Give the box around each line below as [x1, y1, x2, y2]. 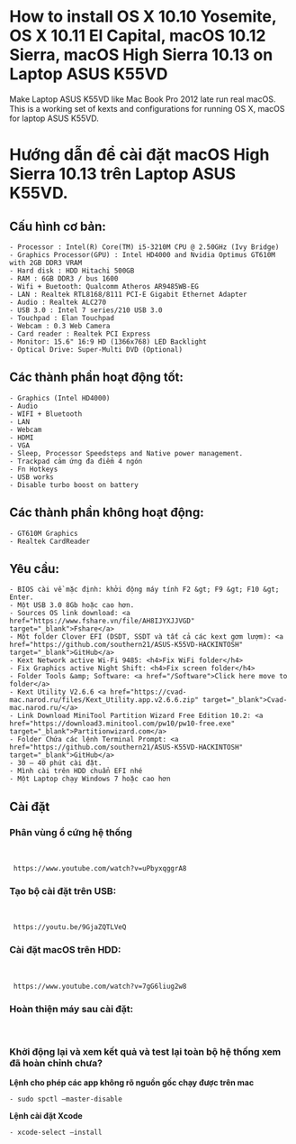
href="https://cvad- [109, 687, 187, 697]
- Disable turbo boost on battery [9, 480, 139, 489]
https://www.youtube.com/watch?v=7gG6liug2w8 [13, 982, 187, 991]
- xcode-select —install [9, 1128, 103, 1138]
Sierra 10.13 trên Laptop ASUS [9, 164, 237, 184]
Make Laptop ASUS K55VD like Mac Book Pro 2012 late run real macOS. [9, 93, 276, 105]
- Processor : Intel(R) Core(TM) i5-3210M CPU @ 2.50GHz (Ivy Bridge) [9, 242, 280, 252]
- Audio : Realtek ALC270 [9, 298, 106, 307]
